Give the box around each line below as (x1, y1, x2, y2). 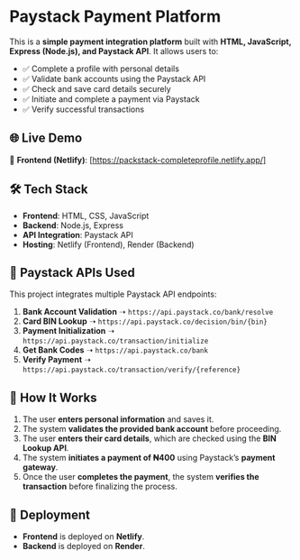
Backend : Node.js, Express (22, 219, 124, 231)
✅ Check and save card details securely (22, 83, 171, 94)
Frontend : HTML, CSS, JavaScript (22, 210, 150, 221)
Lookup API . (22, 443, 69, 454)
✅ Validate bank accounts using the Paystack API (22, 73, 206, 84)
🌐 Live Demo (9, 131, 83, 146)
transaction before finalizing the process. (22, 481, 178, 492)
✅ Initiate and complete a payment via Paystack (22, 93, 200, 105)
